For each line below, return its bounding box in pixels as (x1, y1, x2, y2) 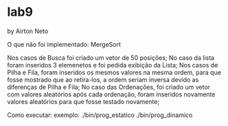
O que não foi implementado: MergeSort (7, 40, 122, 48)
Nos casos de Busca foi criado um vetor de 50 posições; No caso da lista (7, 53, 215, 62)
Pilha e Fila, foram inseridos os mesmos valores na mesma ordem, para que (7, 68, 222, 76)
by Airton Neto (7, 27, 49, 35)
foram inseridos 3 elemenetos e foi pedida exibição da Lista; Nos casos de (7, 61, 218, 69)
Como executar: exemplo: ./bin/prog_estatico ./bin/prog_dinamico (7, 111, 193, 119)
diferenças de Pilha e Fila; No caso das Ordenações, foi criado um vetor (7, 83, 211, 91)
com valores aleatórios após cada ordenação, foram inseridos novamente (7, 90, 216, 98)
